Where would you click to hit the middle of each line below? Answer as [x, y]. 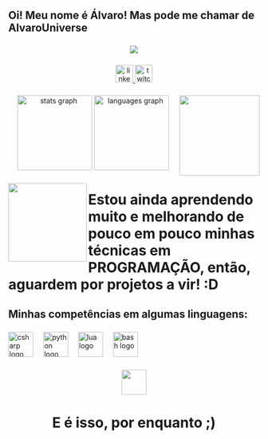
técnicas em [130, 251]
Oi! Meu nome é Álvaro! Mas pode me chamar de [132, 16]
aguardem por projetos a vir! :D [114, 285]
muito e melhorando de [166, 217]
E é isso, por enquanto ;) [134, 423]
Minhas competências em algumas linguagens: [128, 314]
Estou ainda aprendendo [171, 200]
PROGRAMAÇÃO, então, [169, 268]
